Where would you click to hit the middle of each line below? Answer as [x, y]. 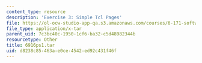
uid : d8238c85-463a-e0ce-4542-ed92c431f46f [62, 51]
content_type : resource [36, 12]
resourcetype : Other [32, 40]
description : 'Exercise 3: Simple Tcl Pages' [64, 17]
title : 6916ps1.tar [31, 46]
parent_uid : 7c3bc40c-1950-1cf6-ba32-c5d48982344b [71, 34]
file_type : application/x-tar [44, 28]
